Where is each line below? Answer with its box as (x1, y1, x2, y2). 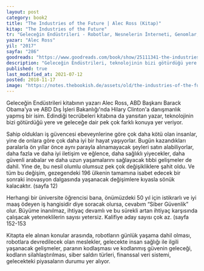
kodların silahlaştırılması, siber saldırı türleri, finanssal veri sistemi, (6, 251, 171, 258)
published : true (6, 65, 47, 72)
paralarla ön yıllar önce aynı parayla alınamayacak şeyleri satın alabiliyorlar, (6, 144, 194, 150)
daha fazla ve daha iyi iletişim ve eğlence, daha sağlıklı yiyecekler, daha (6, 150, 185, 157)
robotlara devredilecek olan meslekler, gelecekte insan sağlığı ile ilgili (6, 238, 179, 245)
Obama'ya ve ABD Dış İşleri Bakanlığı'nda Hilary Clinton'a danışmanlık (6, 106, 181, 113)
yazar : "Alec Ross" (6, 37, 56, 43)
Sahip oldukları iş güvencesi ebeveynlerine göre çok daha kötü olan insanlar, (6, 130, 197, 138)
